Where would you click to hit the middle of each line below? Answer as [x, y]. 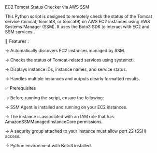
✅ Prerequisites [21, 88]
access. [13, 136]
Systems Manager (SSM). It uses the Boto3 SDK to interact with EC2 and [77, 27]
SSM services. [19, 32]
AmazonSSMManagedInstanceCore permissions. [54, 122]
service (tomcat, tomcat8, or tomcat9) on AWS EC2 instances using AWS [78, 22]
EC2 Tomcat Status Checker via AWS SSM [47, 7]
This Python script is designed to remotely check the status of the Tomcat [78, 16]
